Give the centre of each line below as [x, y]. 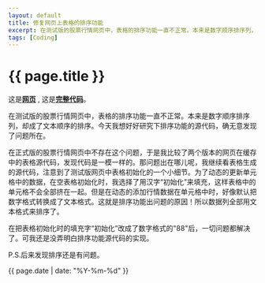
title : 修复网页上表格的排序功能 [56, 23]
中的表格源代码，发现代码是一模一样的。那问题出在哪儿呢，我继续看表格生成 [132, 162]
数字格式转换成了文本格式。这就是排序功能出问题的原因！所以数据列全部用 [129, 202]
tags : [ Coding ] [33, 37]
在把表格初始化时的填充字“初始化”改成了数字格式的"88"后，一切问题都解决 [129, 229]
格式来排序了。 [39, 212]
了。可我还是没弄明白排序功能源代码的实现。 [81, 238]
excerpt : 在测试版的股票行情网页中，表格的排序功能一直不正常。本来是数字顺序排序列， [133, 30]
